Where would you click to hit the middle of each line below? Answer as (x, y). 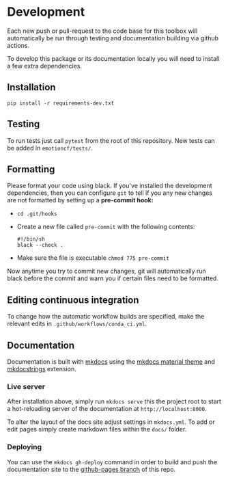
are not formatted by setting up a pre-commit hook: (80, 200)
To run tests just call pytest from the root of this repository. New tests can (111, 140)
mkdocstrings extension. (42, 369)
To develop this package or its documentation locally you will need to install (113, 58)
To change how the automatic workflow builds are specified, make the (106, 317)
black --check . (40, 245)
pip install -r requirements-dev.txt (61, 103)
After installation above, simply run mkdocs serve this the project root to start (114, 401)
